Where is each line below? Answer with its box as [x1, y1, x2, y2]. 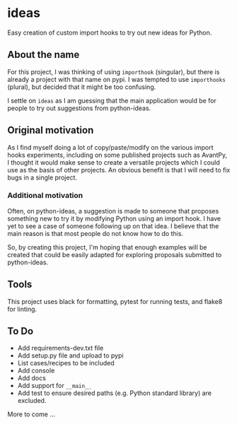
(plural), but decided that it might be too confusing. [7, 83, 156, 91]
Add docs [17, 374, 46, 382]
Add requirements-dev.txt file [17, 344, 104, 353]
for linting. [7, 305, 37, 313]
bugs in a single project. [7, 173, 78, 182]
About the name [7, 49, 80, 61]
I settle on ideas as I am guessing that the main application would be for [7, 96, 217, 105]
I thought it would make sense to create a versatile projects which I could [7, 158, 221, 167]
